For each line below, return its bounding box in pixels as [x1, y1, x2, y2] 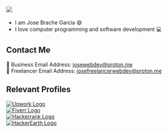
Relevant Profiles [6, 84, 71, 95]
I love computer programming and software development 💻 [14, 26, 162, 33]
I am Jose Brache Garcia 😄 [14, 18, 82, 26]
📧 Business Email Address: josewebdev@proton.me [6, 61, 133, 68]
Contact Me [6, 45, 51, 55]
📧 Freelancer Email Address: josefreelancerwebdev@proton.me [6, 67, 162, 74]
